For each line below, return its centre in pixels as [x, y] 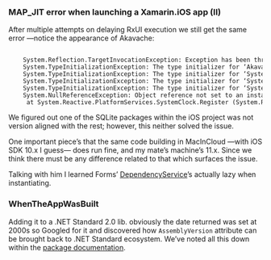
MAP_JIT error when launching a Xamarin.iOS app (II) [115, 12]
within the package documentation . [67, 247]
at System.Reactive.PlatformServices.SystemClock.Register [127, 103]
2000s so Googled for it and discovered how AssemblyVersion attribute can [133, 230]
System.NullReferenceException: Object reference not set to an [133, 95]
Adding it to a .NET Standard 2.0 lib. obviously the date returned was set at [133, 221]
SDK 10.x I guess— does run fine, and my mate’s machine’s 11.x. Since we [130, 150]
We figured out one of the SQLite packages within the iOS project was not [131, 117]
